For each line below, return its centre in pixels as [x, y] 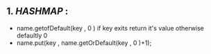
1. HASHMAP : [37, 11]
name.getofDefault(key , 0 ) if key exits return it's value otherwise [110, 28]
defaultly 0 [32, 35]
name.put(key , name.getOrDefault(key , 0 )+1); [84, 43]
